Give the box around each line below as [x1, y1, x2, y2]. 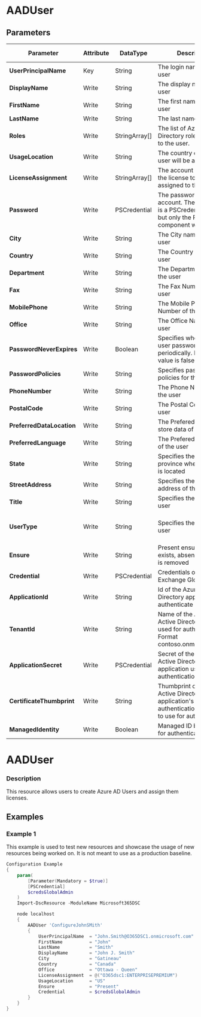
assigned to [157, 181, 191, 189]
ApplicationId [9, 593, 49, 601]
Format [157, 632, 178, 641]
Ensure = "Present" [38, 983, 119, 989]
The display [157, 80, 191, 88]
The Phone [157, 383, 188, 391]
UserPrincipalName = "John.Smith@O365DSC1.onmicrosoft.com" [38, 933, 194, 939]
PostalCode [9, 404, 43, 412]
